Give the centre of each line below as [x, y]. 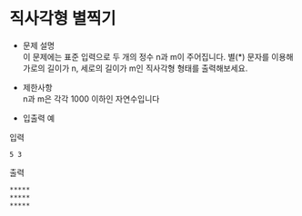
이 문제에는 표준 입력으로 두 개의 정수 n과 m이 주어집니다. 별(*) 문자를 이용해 [158, 56]
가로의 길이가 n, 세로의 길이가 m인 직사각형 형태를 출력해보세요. [135, 68]
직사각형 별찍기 [63, 19]
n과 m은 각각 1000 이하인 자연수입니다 [91, 98]
